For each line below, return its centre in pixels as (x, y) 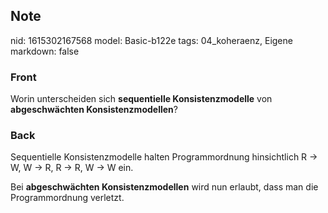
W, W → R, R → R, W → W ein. (72, 168)
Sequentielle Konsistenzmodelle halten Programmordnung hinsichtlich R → (164, 157)
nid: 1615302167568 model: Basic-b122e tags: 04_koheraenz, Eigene (151, 40)
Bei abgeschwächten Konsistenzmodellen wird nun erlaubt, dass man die (164, 187)
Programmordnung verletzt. (67, 198)
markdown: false (45, 51)
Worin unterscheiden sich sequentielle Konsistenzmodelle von (141, 99)
